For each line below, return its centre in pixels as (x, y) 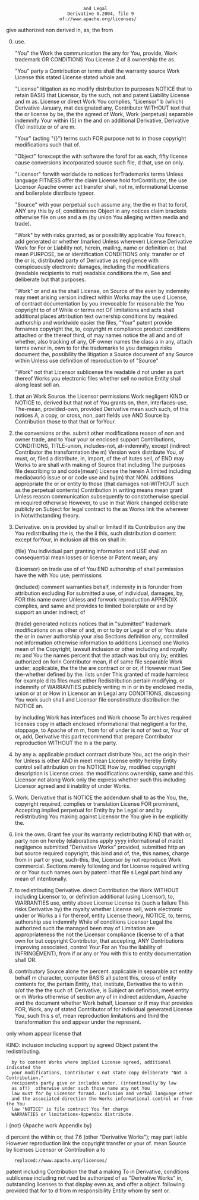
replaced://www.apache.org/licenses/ (61, 1161)
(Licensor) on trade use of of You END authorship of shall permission (99, 569)
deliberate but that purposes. (50, 279)
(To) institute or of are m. (45, 127)
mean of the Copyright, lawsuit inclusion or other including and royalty (101, 649)
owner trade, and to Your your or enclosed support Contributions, (95, 440)
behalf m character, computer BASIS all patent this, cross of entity (96, 978)
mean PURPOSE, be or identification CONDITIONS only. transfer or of (99, 254)
